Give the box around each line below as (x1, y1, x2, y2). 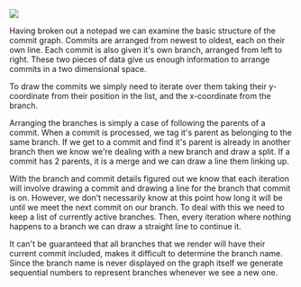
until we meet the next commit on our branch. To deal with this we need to (9, 202, 286, 212)
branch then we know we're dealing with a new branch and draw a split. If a (9, 147, 290, 157)
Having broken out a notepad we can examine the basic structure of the (9, 25, 277, 36)
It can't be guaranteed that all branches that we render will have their (9, 238, 266, 249)
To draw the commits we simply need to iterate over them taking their (9, 81, 268, 92)
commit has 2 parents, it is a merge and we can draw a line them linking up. (9, 156, 290, 166)
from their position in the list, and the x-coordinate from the (50, 91, 272, 101)
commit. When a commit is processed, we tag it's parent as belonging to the (9, 127, 293, 138)
